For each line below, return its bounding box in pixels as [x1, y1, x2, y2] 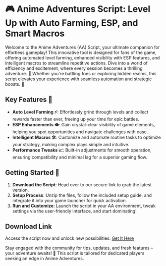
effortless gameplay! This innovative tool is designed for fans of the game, [5, 50, 157, 55]
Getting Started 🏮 [5, 168, 60, 177]
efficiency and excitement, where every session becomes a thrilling [5, 65, 143, 71]
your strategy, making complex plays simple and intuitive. [12, 141, 130, 147]
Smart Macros [5, 28, 65, 39]
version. [12, 187, 29, 193]
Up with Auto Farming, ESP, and [5, 17, 138, 29]
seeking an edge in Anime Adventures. [5, 256, 84, 262]
